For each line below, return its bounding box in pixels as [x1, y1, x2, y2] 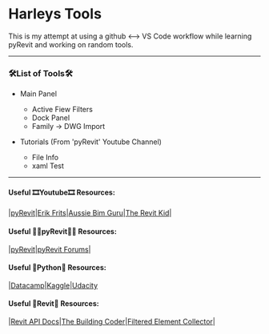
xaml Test [31, 161, 64, 171]
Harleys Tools [8, 5, 102, 23]
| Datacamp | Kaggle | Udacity [8, 280, 98, 290]
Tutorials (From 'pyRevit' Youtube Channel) [19, 137, 163, 147]
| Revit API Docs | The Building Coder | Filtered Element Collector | [8, 317, 216, 327]
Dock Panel [31, 113, 70, 123]
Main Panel [19, 89, 58, 99]
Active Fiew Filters [31, 105, 94, 115]
